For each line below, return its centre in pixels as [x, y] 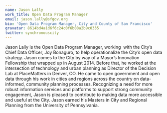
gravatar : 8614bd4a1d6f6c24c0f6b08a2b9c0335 [52, 28]
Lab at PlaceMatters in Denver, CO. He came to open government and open [83, 73]
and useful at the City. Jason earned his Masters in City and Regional [76, 100]
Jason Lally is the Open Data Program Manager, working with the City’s [79, 47]
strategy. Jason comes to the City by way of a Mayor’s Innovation [72, 57]
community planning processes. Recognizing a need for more [89, 84]
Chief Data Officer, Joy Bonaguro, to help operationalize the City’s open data [84, 52]
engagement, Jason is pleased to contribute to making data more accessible [84, 95]
